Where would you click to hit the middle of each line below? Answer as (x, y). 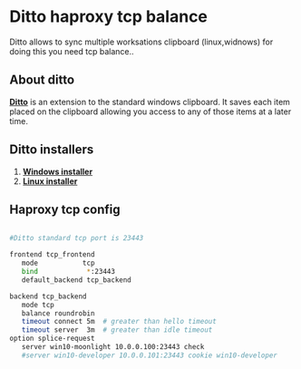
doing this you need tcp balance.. (72, 51)
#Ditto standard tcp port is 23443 (77, 238)
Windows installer (58, 171)
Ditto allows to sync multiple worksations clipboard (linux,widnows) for (141, 42)
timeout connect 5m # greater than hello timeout (119, 322)
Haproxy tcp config (65, 209)
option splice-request (52, 339)
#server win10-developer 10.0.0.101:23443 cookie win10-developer (150, 355)
